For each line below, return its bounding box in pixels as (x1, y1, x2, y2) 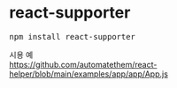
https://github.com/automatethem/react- (9, 59, 158, 70)
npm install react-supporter (9, 32, 135, 41)
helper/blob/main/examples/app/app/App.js (9, 69, 168, 79)
